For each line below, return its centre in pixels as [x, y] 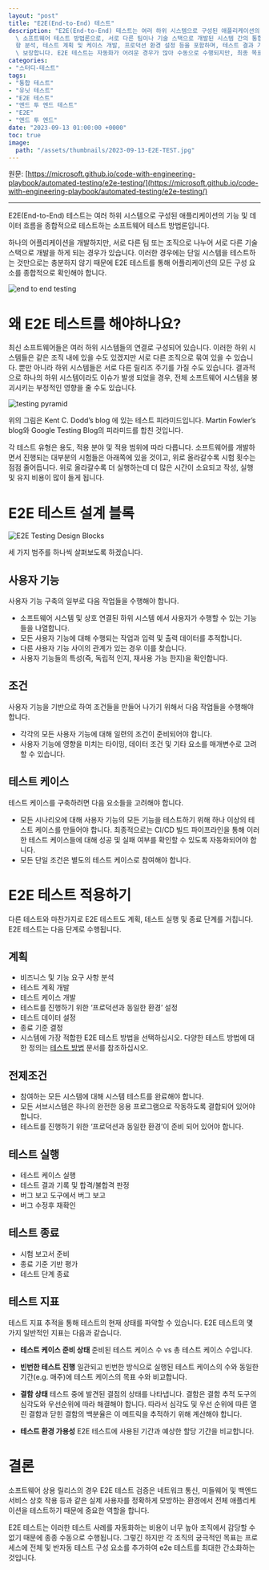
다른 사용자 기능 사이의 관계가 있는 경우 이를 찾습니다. [103, 648]
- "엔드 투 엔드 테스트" [43, 105]
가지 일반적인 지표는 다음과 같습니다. [65, 1332]
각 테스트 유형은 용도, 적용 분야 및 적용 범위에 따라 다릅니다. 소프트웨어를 [121, 447]
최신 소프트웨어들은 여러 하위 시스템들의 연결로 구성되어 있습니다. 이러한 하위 [128, 348]
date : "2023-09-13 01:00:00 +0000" [68, 128]
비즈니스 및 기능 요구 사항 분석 [67, 977]
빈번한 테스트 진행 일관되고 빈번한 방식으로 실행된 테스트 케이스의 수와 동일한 [139, 1367]
